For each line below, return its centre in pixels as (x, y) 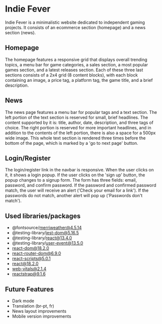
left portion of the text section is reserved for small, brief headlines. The (77, 117)
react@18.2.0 (25, 264)
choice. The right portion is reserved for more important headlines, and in (78, 127)
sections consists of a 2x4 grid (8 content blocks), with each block (71, 75)
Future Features (29, 289)
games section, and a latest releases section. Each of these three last (74, 70)
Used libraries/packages (43, 216)
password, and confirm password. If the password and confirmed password (81, 185)
